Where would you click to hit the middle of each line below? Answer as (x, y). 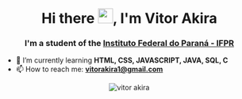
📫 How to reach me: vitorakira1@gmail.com (89, 69)
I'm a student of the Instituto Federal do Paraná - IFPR (129, 44)
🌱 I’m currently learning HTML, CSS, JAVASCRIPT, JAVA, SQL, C (122, 60)
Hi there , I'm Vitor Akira (129, 19)
